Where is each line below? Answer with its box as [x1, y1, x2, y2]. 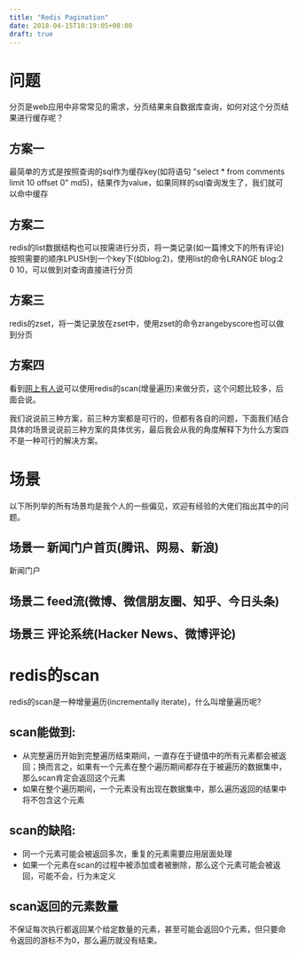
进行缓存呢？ [16, 113, 64, 123]
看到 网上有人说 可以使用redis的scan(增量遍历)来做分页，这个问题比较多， [9, 382, 277, 393]
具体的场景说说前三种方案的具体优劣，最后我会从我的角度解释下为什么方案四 [9, 423, 289, 435]
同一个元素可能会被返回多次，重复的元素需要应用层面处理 [21, 848, 232, 859]
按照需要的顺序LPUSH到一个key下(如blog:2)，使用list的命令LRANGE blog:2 [9, 253, 284, 264]
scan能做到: [9, 725, 76, 740]
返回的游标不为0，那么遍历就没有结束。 [16, 935, 162, 946]
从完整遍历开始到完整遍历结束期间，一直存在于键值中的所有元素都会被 [21, 750, 279, 761]
